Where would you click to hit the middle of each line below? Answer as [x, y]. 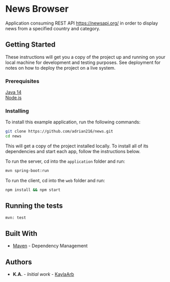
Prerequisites [22, 81]
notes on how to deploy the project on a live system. [60, 68]
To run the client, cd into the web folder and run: [55, 180]
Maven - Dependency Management [50, 246]
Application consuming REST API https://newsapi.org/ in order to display [82, 23]
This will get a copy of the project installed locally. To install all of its [77, 146]
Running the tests [34, 206]
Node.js [14, 98]
